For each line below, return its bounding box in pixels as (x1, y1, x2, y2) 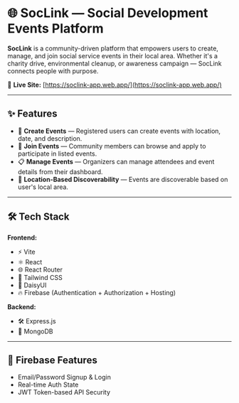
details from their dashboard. (17, 167, 103, 176)
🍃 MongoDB (17, 327, 53, 335)
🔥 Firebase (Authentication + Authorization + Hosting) (17, 288, 176, 296)
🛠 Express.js (17, 316, 56, 325)
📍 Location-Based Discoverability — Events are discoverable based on (17, 175, 228, 183)
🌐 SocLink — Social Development (7, 5, 208, 21)
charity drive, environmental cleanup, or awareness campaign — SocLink (7, 59, 222, 68)
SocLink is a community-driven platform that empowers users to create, (7, 44, 219, 53)
